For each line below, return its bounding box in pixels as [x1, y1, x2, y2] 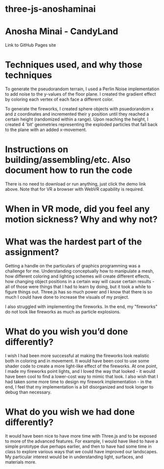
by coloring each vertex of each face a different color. [5, 97, 114, 103]
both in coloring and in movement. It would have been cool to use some [5, 358, 149, 364]
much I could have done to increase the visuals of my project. [5, 294, 130, 300]
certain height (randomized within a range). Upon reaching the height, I [5, 116, 148, 122]
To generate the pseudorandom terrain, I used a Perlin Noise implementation [5, 86, 160, 92]
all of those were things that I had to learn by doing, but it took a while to [5, 284, 151, 290]
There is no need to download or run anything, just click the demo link [5, 181, 146, 187]
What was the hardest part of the [5, 236, 142, 247]
